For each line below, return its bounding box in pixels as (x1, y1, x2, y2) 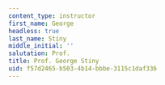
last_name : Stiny (8, 34, 67, 43)
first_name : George (8, 19, 74, 28)
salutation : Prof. (8, 49, 70, 57)
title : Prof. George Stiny (8, 57, 99, 66)
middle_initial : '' (8, 42, 74, 50)
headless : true (8, 27, 60, 35)
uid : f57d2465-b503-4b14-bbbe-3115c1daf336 (8, 65, 158, 73)
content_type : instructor (8, 11, 95, 20)
